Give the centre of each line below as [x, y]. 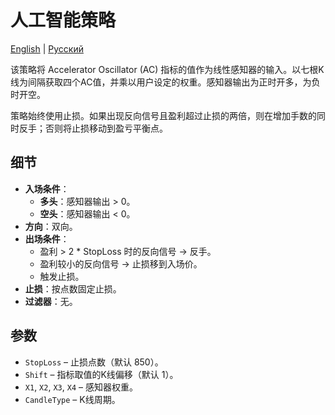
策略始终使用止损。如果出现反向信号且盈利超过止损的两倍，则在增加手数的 [163, 115]
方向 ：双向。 [51, 226]
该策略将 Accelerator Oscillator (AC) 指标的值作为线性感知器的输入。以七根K [167, 69]
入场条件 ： [47, 188]
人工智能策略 [63, 20]
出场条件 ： [47, 238]
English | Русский [47, 48]
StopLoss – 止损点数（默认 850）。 [94, 362]
